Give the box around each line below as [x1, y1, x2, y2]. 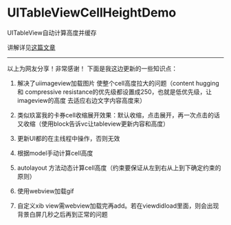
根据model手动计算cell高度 [16, 148, 93, 157]
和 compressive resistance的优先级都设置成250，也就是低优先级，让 [16, 88, 212, 96]
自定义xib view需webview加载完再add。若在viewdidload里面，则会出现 [16, 202, 219, 210]
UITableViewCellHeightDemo [7, 5, 177, 21]
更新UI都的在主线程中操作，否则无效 [16, 134, 120, 142]
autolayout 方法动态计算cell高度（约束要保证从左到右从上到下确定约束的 [16, 164, 221, 172]
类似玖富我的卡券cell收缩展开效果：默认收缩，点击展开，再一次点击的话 [16, 110, 220, 119]
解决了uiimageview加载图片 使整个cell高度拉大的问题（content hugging [16, 79, 219, 87]
